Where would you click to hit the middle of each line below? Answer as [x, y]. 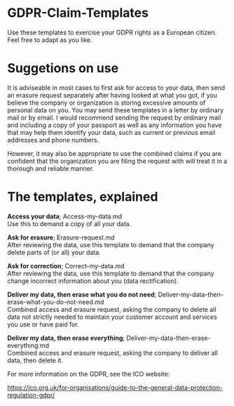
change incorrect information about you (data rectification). [93, 281]
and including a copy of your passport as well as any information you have [115, 125]
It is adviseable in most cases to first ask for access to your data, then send [116, 87]
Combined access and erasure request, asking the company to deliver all [113, 353]
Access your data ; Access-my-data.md [65, 216]
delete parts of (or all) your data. [54, 252]
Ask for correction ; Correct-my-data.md [66, 266]
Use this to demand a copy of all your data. [69, 223]
